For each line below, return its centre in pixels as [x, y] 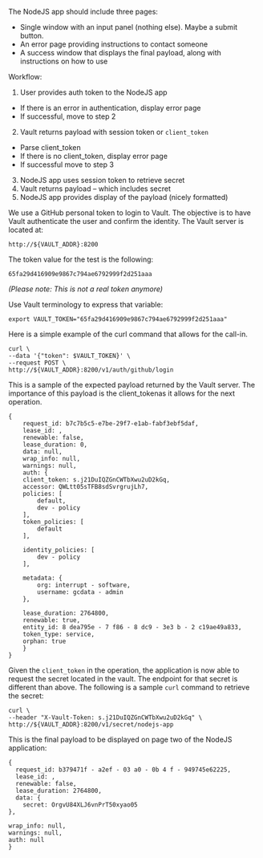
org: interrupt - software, [84, 585]
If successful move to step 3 [67, 165]
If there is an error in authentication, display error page [110, 108]
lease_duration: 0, [55, 445]
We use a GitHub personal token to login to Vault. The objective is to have [129, 213]
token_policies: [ [53, 522]
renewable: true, [52, 620]
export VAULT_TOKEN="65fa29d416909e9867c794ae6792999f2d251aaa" [118, 319]
